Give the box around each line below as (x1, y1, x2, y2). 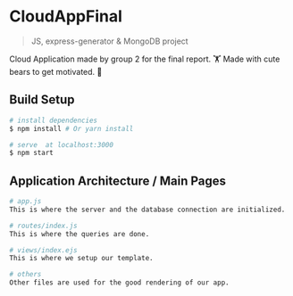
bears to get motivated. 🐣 (9, 66, 103, 77)
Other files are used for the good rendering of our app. (9, 278, 230, 287)
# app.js (9, 197, 42, 206)
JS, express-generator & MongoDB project (30, 36, 189, 46)
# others (9, 270, 42, 279)
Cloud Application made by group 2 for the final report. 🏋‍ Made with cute (9, 53, 280, 64)
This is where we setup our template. (9, 254, 154, 263)
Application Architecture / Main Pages (9, 173, 226, 188)
